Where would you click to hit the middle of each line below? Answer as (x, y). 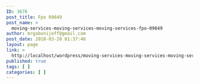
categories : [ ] (26, 72)
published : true (26, 61)
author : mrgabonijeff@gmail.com (46, 34)
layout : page (22, 45)
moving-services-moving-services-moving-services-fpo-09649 (87, 28)
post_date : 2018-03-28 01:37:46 (46, 39)
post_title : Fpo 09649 (34, 17)
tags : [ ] (18, 67)
